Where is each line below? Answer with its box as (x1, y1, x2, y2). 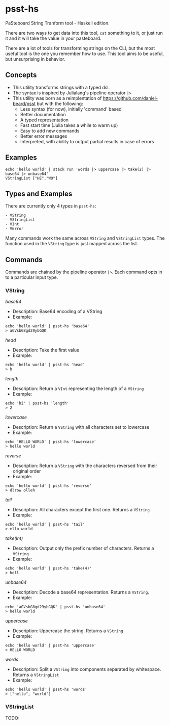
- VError (5, 226, 24, 231)
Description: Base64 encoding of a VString (12, 308, 103, 315)
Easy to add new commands (20, 127, 80, 134)
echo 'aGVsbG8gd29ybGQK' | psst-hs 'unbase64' (5, 605, 106, 610)
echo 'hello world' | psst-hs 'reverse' (5, 483, 92, 488)
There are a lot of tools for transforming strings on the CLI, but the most (5, 45, 155, 51)
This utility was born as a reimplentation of (12, 95, 102, 101)
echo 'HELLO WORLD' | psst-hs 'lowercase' (5, 439, 96, 445)
